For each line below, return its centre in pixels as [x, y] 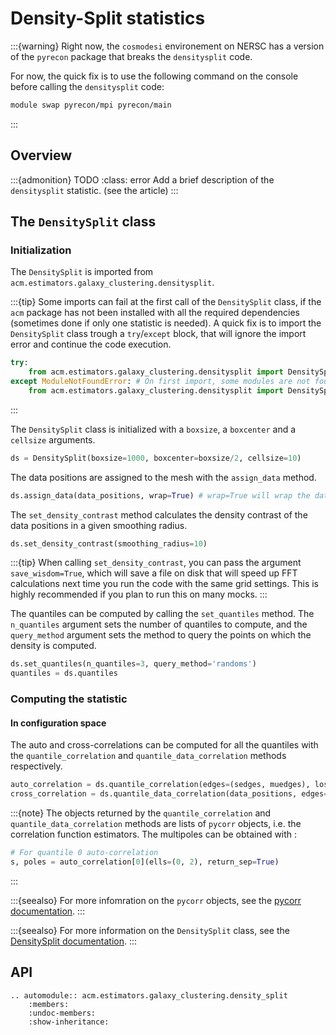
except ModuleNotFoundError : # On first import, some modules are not [160, 382]
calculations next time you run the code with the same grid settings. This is [164, 584]
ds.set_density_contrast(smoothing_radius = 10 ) [109, 543]
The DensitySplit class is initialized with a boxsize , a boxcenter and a [153, 429]
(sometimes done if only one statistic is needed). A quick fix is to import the [166, 323]
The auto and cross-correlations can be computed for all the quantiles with [164, 745]
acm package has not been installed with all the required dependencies [155, 313]
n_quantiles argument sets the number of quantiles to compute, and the [159, 624]
